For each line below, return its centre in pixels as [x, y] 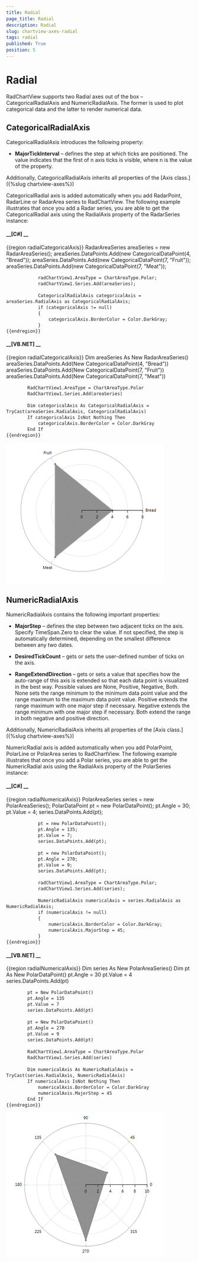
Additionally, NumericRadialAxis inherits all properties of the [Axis [86, 730]
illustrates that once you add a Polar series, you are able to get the [87, 760]
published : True [26, 44]
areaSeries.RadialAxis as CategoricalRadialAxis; [69, 301]
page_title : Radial [30, 19]
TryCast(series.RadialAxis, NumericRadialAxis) [66, 1076]
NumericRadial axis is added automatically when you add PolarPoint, [90, 747]
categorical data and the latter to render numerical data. [74, 109]
